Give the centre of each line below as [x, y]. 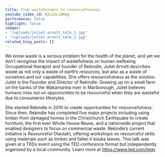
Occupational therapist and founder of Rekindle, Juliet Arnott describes [78, 66]
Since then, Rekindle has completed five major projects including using [77, 113]
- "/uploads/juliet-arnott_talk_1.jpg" [46, 33]
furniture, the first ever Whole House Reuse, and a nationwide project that [80, 123]
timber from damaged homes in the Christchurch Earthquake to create [77, 118]
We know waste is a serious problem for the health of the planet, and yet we [82, 56]
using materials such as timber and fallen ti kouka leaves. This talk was [77, 139]
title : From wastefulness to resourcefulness [53, 10]
